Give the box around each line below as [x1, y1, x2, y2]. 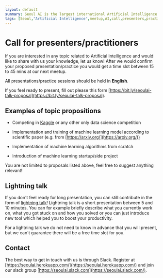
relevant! [5, 168, 23, 174]
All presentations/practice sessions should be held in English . [5, 78, 129, 84]
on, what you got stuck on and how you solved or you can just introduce [5, 210, 149, 216]
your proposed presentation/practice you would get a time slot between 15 [5, 64, 154, 69]
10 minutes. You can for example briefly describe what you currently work [5, 205, 153, 210]
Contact [5, 244, 30, 252]
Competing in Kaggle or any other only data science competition [12, 120, 141, 125]
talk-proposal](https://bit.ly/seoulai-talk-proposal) [5, 93, 104, 99]
